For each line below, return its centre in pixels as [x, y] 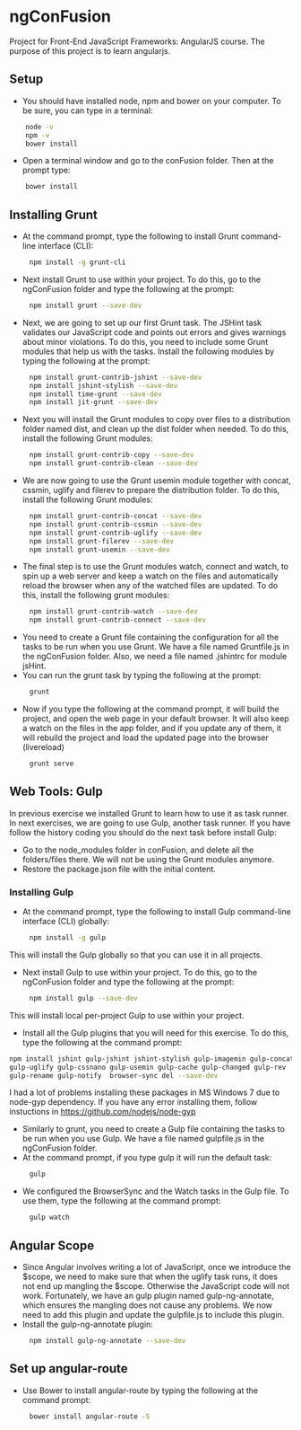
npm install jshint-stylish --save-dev [103, 385]
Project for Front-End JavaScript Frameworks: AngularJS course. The [138, 41]
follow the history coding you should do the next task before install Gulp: [143, 832]
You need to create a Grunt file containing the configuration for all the [150, 637]
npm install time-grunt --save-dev [96, 394]
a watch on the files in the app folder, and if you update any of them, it [152, 728]
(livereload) [43, 747]
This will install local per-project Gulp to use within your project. [127, 1015]
